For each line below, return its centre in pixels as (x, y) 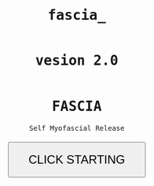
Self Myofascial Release (77, 128)
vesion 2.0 (77, 61)
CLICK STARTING (77, 159)
